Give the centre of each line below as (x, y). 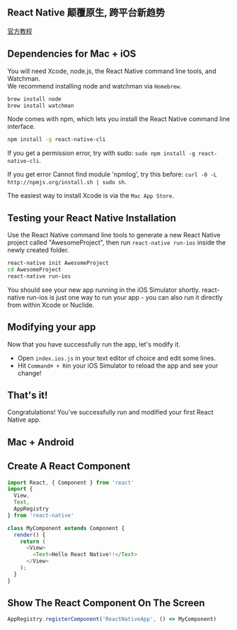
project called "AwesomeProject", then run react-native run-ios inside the (117, 242)
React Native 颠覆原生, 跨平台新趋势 (86, 13)
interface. (21, 127)
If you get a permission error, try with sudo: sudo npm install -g (102, 153)
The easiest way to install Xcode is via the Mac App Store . (91, 196)
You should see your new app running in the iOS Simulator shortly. (104, 290)
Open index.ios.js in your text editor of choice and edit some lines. (117, 358)
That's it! (28, 395)
